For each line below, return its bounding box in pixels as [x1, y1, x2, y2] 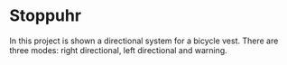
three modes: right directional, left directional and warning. [9, 44, 227, 55]
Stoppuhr [9, 5, 82, 26]
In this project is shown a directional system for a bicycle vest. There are [9, 35, 279, 46]
